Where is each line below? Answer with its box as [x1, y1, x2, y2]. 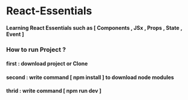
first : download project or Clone [6, 60, 88, 67]
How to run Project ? [6, 45, 67, 54]
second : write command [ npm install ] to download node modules [6, 73, 174, 81]
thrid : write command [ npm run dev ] [6, 87, 102, 95]
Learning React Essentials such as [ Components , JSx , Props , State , [6, 24, 183, 31]
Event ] [6, 30, 24, 37]
